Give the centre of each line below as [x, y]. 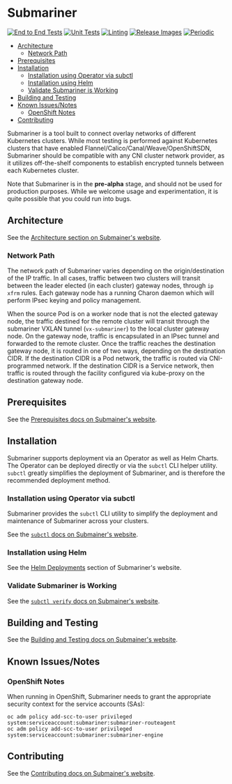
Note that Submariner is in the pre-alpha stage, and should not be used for [115, 183]
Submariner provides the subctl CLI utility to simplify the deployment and [113, 513]
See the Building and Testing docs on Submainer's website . [92, 640]
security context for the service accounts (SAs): [76, 704]
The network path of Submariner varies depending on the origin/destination [116, 271]
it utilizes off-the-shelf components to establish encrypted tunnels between [116, 163]
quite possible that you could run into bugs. [70, 198]
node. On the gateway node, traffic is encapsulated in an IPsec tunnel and [113, 336]
